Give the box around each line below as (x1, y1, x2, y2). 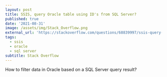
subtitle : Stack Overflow (5, 53, 59, 58)
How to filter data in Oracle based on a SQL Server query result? (5, 67, 137, 73)
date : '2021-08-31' (5, 21, 46, 26)
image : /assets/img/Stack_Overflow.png (5, 26, 88, 31)
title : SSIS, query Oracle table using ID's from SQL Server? (5, 12, 137, 17)
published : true (5, 16, 39, 21)
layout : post (5, 7, 32, 12)
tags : (5, 35, 16, 40)
